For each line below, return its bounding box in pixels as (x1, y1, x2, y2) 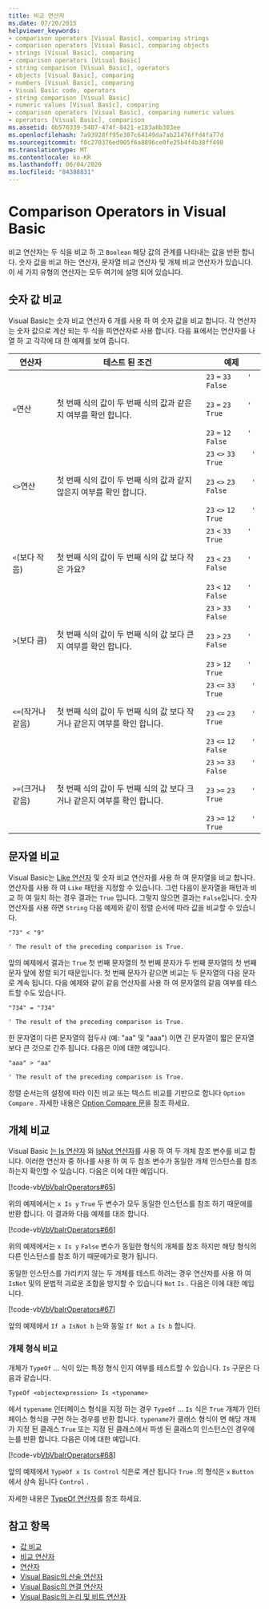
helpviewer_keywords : (8, 26, 81, 34)
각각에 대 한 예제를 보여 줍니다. (33, 336, 130, 345)
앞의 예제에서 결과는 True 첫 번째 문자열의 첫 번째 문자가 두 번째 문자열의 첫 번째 (8, 958, 257, 967)
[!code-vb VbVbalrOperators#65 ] (8, 1183, 116, 1192)
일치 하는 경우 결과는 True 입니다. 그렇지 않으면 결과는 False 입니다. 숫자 (33, 893, 258, 902)
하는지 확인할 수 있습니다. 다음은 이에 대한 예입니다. (8, 1167, 168, 1176)
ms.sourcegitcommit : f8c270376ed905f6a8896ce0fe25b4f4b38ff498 (8, 138, 224, 147)
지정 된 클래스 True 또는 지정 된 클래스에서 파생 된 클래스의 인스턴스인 (16, 1424, 234, 1434)
